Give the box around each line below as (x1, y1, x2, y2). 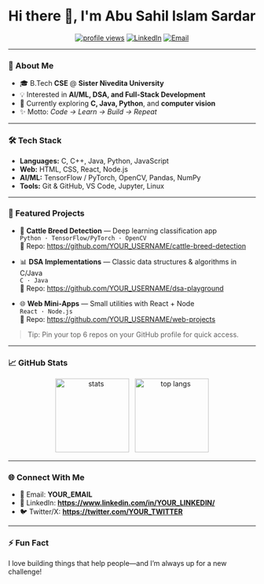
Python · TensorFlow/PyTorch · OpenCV (19, 234, 147, 242)
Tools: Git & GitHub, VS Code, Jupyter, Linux (19, 181, 165, 190)
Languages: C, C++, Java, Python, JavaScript (19, 156, 169, 165)
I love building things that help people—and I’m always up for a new (8, 558, 227, 567)
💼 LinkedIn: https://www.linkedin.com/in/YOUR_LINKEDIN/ (19, 498, 215, 508)
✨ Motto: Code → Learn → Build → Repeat (19, 107, 157, 116)
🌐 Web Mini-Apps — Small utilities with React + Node (19, 298, 195, 308)
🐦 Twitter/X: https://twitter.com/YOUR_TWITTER (19, 507, 183, 516)
